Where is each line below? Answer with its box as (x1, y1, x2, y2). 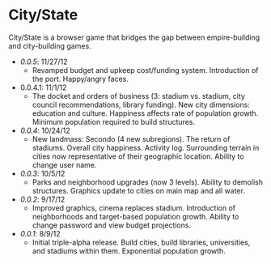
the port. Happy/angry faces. (32, 74, 129, 83)
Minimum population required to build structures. (32, 117, 196, 126)
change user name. (32, 160, 97, 169)
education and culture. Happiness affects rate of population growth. (32, 108, 259, 118)
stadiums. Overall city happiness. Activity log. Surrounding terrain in (32, 143, 260, 152)
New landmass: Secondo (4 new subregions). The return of (32, 134, 231, 143)
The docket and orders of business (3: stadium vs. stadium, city (32, 91, 245, 100)
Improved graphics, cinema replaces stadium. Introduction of (32, 202, 236, 212)
